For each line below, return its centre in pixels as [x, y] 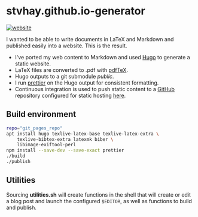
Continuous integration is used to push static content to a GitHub [95, 89]
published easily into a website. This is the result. [67, 46]
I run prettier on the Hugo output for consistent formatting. [87, 83]
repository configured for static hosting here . [70, 95]
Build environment [41, 114]
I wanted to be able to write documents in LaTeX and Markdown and [90, 39]
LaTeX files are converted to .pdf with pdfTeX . [71, 70]
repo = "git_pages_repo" [34, 128]
